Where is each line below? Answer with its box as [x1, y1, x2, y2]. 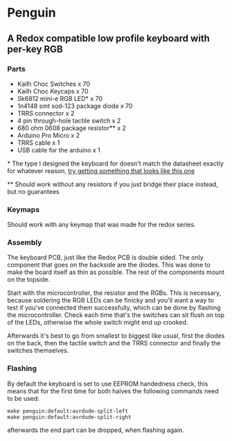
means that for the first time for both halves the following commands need [7, 386, 220, 395]
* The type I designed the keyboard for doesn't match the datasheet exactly [7, 159, 224, 168]
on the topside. [7, 276, 51, 284]
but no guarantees [7, 187, 60, 195]
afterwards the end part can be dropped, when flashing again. [7, 426, 185, 434]
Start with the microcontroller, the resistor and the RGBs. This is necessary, [7, 289, 222, 297]
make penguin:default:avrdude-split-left [7, 407, 129, 415]
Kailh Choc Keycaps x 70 [17, 87, 89, 95]
